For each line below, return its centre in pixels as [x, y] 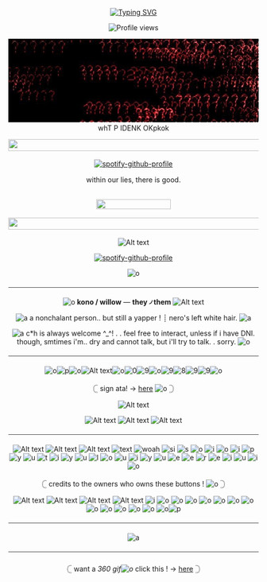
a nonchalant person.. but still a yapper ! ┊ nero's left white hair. [133, 317]
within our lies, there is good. [133, 180]
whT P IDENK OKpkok [133, 128]
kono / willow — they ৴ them [124, 301]
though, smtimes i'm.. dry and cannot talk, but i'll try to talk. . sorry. [127, 341]
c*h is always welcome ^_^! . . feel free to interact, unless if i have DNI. [141, 333]
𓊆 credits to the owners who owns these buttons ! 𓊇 [133, 483]
